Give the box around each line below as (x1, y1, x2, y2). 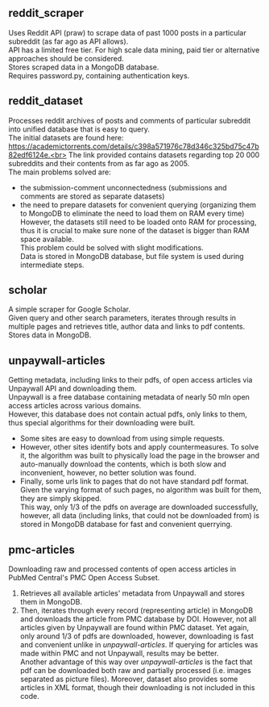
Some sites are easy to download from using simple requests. (19, 433, 226, 443)
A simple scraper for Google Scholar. (8, 304, 131, 314)
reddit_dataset (8, 94, 83, 108)
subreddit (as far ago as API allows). (8, 36, 129, 46)
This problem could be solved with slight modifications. (19, 242, 204, 253)
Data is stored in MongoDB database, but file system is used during (19, 251, 244, 261)
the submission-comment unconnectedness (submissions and (19, 182, 227, 192)
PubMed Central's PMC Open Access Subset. (8, 573, 160, 583)
